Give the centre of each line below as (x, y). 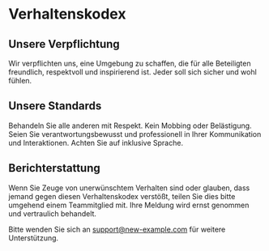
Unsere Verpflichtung (64, 44)
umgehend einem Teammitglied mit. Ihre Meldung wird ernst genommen (129, 205)
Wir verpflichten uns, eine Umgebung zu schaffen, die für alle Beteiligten (130, 63)
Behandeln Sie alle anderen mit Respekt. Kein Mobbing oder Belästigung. (130, 125)
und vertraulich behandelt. (53, 213)
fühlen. (20, 81)
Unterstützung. (34, 238)
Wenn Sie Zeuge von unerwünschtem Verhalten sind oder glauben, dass (129, 188)
